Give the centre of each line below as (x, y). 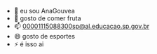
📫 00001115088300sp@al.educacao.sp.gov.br (82, 26)
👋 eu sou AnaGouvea (44, 11)
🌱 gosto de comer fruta (48, 18)
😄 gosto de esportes (45, 36)
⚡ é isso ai (29, 44)
